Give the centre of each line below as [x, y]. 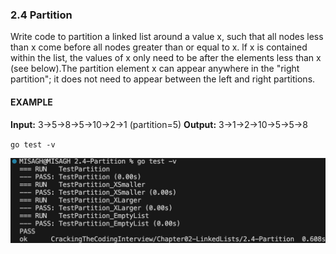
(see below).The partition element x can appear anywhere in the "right [155, 69]
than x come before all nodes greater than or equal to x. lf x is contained [159, 47]
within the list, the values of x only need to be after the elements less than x [166, 58]
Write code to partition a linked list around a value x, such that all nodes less [167, 37]
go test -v [33, 144]
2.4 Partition [41, 15]
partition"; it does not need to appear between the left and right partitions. [163, 79]
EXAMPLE [31, 102]
